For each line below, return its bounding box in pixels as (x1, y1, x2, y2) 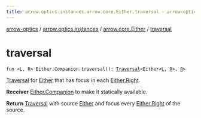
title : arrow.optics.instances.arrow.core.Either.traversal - (6, 8, 165, 15)
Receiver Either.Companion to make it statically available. (6, 88, 148, 95)
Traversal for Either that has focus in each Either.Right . (6, 76, 141, 84)
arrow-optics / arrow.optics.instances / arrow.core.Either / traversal (6, 25, 172, 32)
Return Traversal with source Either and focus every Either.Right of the (6, 99, 181, 107)
